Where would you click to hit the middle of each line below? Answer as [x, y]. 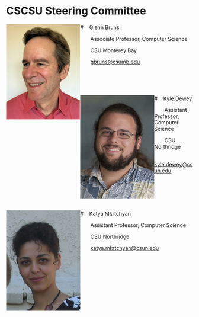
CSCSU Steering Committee [76, 11]
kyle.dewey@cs [174, 164]
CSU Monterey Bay [114, 50]
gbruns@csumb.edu [115, 62]
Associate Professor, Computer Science [139, 39]
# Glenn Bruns [100, 27]
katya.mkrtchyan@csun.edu [125, 248]
